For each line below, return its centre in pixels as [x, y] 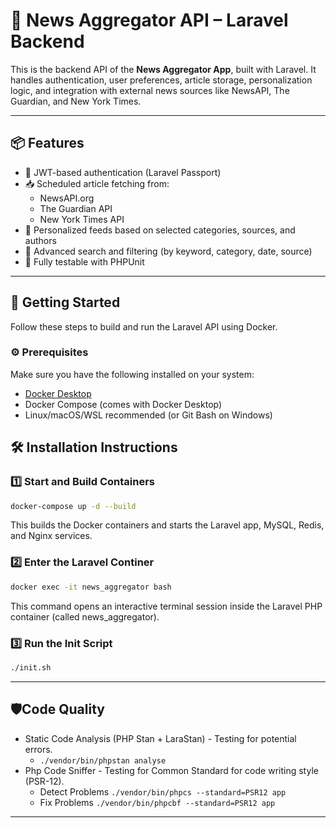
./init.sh [31, 667]
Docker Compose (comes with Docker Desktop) [123, 404]
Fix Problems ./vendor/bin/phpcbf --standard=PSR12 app [157, 802]
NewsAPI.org [67, 198]
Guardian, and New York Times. [76, 101]
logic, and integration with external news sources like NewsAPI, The [150, 90]
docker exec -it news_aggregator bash [91, 587]
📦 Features [47, 143]
